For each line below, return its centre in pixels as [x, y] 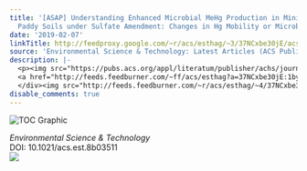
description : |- [40, 60]
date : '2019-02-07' [47, 35]
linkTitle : [30, 43]
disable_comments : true [55, 94]
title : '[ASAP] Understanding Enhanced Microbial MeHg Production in [145, 18]
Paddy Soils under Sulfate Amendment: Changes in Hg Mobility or [145, 26]
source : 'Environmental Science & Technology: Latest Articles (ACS [143, 52]
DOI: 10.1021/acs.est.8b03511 [64, 147]
